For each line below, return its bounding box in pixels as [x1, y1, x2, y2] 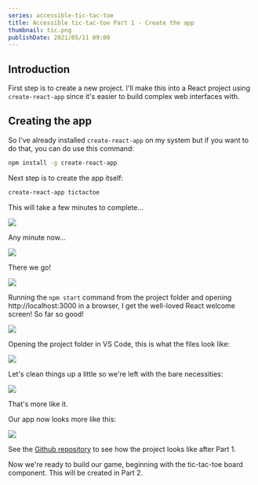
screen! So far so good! [8, 309, 85, 318]
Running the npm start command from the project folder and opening [8, 292, 232, 302]
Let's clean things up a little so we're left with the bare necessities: [8, 369, 223, 378]
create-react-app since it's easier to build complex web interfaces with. [8, 92, 241, 101]
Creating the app [8, 115, 93, 128]
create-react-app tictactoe [8, 188, 100, 197]
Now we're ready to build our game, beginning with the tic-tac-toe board [8, 459, 243, 468]
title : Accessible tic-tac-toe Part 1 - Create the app [8, 19, 194, 27]
